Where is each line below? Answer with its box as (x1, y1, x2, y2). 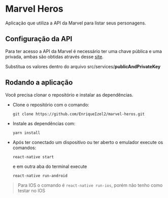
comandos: (12, 145, 37, 151)
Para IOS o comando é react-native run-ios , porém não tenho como (17, 182, 163, 188)
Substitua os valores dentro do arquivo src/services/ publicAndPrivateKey (5, 63, 161, 69)
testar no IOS (17, 187, 46, 193)
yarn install (12, 130, 41, 135)
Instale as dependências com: (12, 120, 76, 126)
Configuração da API (5, 35, 73, 43)
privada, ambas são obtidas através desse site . (5, 53, 104, 60)
